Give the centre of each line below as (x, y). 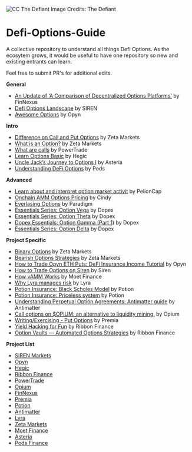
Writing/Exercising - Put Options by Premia (67, 320)
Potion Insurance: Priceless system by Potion (69, 295)
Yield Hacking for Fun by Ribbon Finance (64, 326)
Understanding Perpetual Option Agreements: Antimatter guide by (95, 301)
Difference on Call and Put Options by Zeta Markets (77, 137)
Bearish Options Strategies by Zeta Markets (67, 257)
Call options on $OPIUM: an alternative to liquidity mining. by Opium (97, 314)
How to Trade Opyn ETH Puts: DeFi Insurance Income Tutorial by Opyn (100, 264)
